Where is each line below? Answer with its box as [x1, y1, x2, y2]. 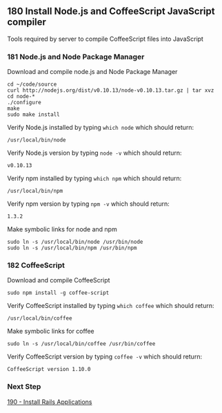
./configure [7, 99, 41, 106]
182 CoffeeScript [7, 260, 65, 270]
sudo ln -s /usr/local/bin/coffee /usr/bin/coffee [7, 340, 156, 347]
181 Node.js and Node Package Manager [7, 52, 145, 61]
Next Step [7, 382, 41, 392]
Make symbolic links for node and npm [7, 225, 117, 233]
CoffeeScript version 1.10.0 [7, 366, 91, 373]
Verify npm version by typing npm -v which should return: [7, 200, 170, 208]
